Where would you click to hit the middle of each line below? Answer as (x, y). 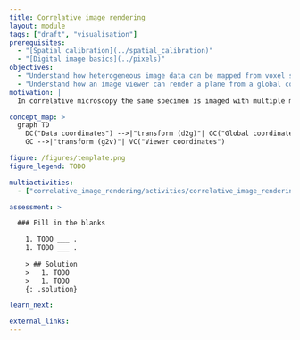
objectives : (31, 68)
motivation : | (36, 92)
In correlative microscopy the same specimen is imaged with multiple (151, 101)
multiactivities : (42, 183)
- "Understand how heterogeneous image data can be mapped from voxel (151, 76)
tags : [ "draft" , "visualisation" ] (74, 34)
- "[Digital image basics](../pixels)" (92, 59)
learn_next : (31, 305)
